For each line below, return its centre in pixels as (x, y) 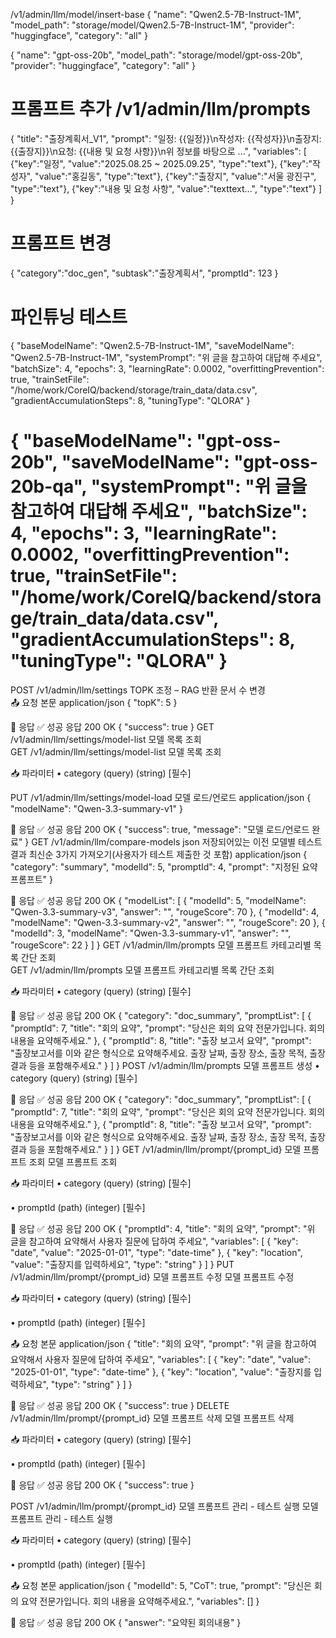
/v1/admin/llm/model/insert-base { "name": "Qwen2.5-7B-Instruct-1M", (156, 14)
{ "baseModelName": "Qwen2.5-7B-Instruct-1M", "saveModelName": (152, 345)
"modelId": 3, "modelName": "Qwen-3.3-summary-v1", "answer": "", (151, 933)
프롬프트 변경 (61, 243)
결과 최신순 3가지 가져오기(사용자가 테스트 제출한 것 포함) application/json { (159, 854)
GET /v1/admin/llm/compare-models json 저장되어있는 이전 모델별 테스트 (177, 841)
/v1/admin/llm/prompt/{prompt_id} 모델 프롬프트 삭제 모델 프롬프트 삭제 (152, 1418)
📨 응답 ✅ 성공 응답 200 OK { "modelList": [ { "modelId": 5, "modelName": (158, 900)
